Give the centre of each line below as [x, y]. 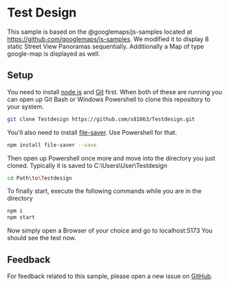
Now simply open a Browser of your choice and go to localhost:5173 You [110, 231]
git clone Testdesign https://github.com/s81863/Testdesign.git [101, 119]
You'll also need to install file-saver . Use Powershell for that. [92, 132]
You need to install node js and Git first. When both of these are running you [115, 92]
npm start [21, 217]
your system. [26, 106]
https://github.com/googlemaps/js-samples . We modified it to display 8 [108, 39]
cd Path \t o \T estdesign [40, 178]
